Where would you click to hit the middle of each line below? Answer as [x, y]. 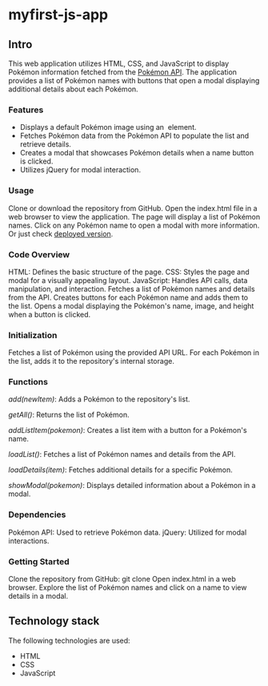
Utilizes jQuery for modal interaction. [80, 170]
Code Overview [39, 254]
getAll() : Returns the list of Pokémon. [69, 415]
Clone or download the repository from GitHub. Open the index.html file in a [133, 208]
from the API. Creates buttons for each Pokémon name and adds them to [128, 297]
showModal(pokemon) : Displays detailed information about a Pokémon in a [132, 486]
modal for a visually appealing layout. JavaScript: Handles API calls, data [128, 280]
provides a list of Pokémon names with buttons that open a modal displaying [134, 81]
